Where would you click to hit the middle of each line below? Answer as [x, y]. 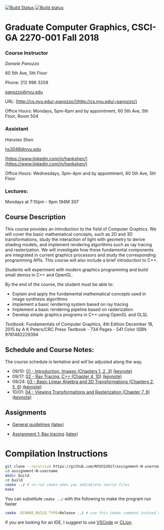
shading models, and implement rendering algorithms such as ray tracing [79, 244]
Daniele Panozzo [22, 64]
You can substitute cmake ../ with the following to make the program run [78, 499]
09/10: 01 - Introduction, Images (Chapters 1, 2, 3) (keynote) [72, 371]
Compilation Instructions [57, 453]
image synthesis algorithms [40, 299]
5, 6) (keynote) [27, 387]
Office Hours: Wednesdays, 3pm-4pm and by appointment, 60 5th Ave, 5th [81, 173]
